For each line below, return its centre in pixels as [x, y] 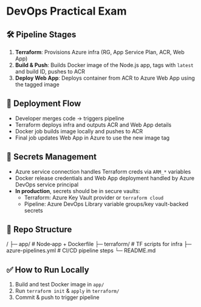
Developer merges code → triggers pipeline [70, 118]
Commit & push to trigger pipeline [57, 297]
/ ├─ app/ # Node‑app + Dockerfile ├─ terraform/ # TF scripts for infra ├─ [99, 244]
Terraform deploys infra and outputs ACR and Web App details [93, 125]
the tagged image [37, 84]
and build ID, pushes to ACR [50, 72]
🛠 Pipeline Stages [41, 34]
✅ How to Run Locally [48, 270]
